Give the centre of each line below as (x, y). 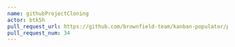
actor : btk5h (26, 20)
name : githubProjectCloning (48, 13)
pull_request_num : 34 (39, 33)
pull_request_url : (34, 26)
